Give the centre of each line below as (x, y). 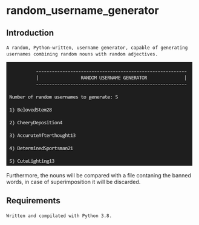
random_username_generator (83, 11)
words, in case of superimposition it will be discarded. (73, 182)
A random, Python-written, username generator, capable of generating (97, 48)
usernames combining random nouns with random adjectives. (82, 54)
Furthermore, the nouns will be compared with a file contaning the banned (99, 175)
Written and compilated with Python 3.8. (59, 216)
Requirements (33, 201)
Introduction (30, 33)
